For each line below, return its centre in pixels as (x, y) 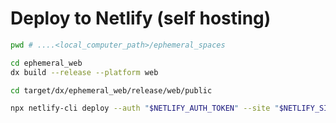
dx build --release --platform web (84, 72)
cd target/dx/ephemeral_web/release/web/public (111, 90)
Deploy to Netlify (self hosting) (141, 18)
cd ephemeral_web (46, 63)
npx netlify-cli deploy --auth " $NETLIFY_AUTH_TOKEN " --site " (145, 108)
